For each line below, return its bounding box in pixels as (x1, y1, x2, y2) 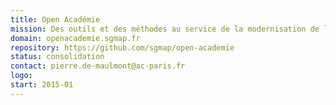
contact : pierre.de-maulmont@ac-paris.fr (10, 61, 186, 71)
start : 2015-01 (10, 80, 74, 90)
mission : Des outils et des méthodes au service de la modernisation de (10, 24, 320, 34)
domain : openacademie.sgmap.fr (10, 33, 141, 43)
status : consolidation (10, 52, 105, 62)
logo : (10, 71, 33, 81)
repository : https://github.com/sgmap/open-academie (10, 42, 235, 53)
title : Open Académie (10, 14, 101, 25)
